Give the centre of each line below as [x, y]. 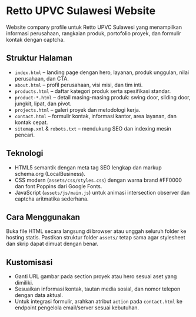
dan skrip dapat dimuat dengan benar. [52, 244]
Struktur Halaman [39, 58]
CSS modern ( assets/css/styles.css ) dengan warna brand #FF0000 [98, 180]
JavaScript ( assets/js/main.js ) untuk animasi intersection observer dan [102, 192]
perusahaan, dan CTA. [41, 78]
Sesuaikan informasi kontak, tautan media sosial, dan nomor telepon [97, 289]
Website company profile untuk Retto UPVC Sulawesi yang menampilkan [94, 27]
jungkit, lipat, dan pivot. [43, 104]
